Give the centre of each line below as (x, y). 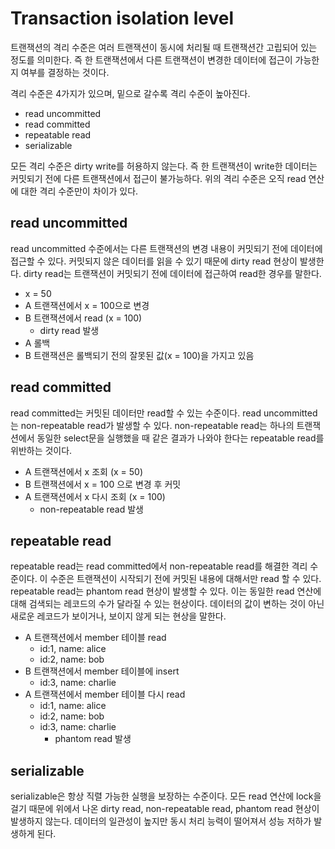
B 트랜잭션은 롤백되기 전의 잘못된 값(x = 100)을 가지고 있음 (139, 355)
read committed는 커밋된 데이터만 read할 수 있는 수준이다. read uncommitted (164, 413)
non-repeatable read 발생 (91, 509)
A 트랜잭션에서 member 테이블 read (95, 638)
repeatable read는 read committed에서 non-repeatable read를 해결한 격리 (159, 566)
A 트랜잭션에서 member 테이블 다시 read (105, 694)
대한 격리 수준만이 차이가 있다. (79, 191)
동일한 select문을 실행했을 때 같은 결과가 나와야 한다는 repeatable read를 (180, 438)
